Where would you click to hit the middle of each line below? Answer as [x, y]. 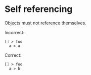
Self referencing [39, 9]
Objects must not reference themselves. [45, 23]
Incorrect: [15, 32]
